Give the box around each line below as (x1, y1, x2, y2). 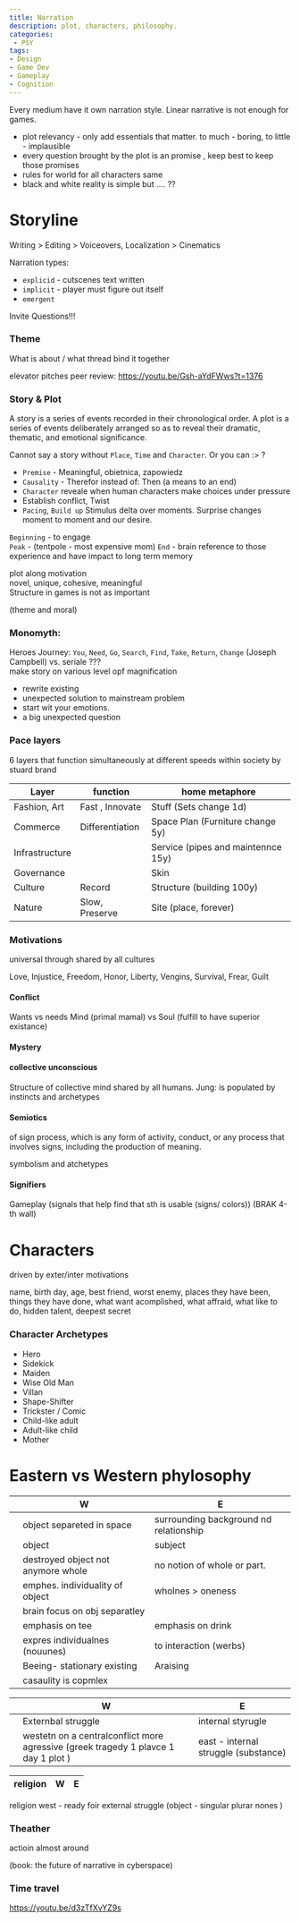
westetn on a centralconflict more (22, 1729, 163, 1741)
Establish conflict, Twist (21, 496, 110, 506)
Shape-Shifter (21, 1396, 74, 1407)
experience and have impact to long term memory (9, 551, 194, 562)
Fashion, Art (13, 800, 65, 812)
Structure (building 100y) (151, 880, 259, 893)
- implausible (21, 140, 71, 151)
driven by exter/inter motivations (9, 1270, 129, 1280)
